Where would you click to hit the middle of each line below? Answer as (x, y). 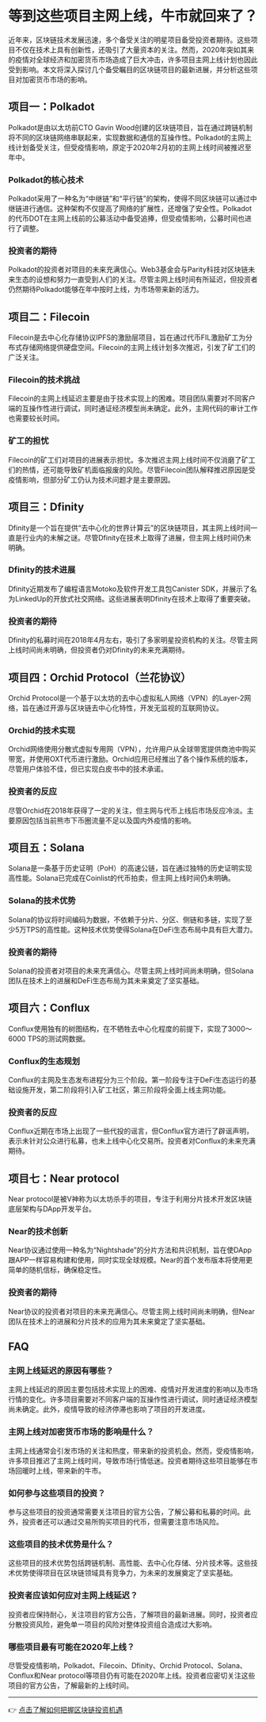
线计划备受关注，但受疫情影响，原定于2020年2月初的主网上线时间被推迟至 (130, 147)
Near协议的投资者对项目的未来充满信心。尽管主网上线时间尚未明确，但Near (131, 1311)
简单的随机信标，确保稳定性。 (57, 1270)
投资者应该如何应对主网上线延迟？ (73, 1596)
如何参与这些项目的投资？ (57, 1493)
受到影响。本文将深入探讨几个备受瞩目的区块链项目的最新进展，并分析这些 (129, 69)
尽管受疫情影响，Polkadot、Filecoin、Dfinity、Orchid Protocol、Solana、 (127, 1665)
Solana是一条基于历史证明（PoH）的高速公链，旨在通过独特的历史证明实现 (130, 868)
